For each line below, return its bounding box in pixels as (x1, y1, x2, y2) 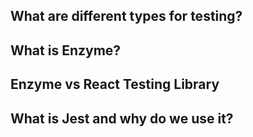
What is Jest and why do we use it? (10, 110, 234, 127)
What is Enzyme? (10, 42, 122, 59)
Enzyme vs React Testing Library (10, 76, 220, 93)
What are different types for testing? (10, 8, 243, 25)
